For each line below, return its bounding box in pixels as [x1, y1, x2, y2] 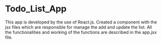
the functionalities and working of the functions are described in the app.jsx [5, 29, 157, 35]
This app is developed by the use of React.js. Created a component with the [5, 19, 157, 25]
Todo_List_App [5, 3, 67, 14]
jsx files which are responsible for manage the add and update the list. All [5, 24, 152, 30]
